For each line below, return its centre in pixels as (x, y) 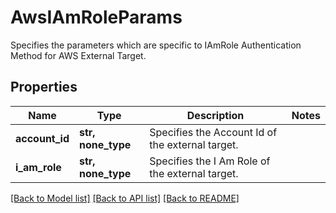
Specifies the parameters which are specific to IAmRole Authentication (156, 45)
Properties (44, 87)
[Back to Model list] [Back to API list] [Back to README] (125, 198)
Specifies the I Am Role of (210, 161)
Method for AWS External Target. (78, 55)
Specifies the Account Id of (213, 132)
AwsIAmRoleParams (96, 17)
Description (215, 115)
